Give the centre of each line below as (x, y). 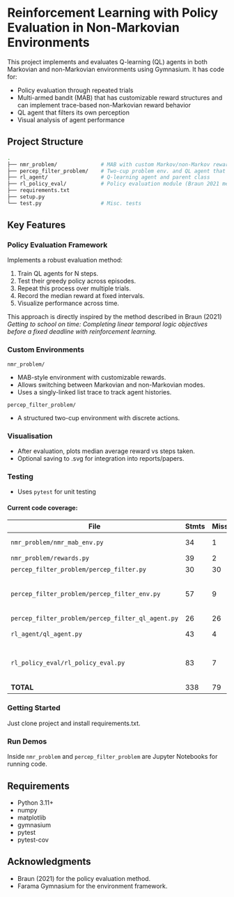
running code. (27, 764)
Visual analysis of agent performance (71, 119)
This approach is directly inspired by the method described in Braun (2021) (115, 317)
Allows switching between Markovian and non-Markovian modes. (111, 385)
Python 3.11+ (36, 802)
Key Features (37, 225)
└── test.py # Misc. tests (74, 203)
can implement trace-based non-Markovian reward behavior (104, 105)
